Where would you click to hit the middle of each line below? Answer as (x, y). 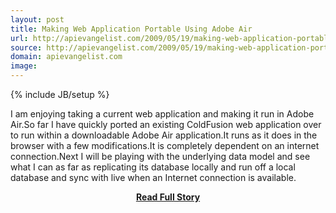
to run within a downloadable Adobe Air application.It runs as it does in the (164, 135)
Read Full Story (168, 197)
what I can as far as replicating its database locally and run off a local (153, 167)
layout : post (37, 19)
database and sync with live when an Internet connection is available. (153, 177)
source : (26, 47)
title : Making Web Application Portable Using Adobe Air (131, 29)
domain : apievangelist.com (66, 57)
